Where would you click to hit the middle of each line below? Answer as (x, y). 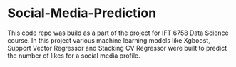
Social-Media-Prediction (82, 13)
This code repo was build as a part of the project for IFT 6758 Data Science (118, 33)
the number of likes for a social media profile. (74, 56)
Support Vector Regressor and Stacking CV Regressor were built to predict (117, 48)
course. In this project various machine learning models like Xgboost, (109, 40)
